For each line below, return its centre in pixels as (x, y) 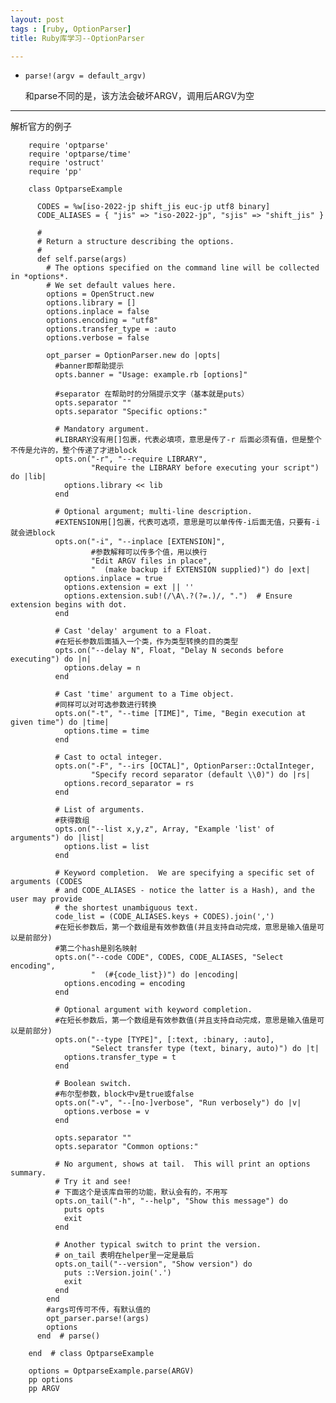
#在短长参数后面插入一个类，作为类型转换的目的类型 (146, 642)
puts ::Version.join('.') (117, 1273)
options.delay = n (102, 668)
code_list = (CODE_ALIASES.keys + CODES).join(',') (164, 917)
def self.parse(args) (82, 259)
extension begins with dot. (69, 605)
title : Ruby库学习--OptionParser (77, 38)
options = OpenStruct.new (100, 294)
